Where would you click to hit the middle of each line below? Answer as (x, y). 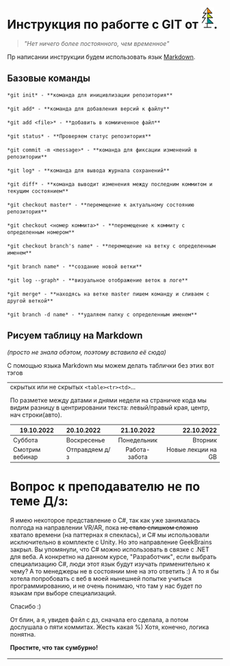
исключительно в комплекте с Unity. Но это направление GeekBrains (111, 542)
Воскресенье (86, 440)
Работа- (138, 450)
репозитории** (27, 157)
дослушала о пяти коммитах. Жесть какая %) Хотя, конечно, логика (110, 627)
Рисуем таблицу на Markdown (75, 336)
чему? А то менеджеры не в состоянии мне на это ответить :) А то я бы (114, 571)
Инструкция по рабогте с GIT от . (112, 25)
